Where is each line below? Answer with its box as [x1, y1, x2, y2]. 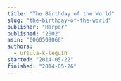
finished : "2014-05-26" [7, 63, 77, 70]
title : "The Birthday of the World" [7, 10, 115, 18]
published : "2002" [7, 30, 61, 37]
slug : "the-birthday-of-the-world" [7, 17, 112, 24]
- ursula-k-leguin [13, 50, 68, 57]
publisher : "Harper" [7, 23, 68, 30]
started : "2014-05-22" [7, 56, 74, 63]
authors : [7, 43, 33, 50]
